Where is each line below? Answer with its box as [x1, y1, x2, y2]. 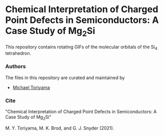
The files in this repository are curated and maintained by [5, 75, 125, 81]
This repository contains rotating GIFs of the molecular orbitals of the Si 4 [5, 44, 157, 51]
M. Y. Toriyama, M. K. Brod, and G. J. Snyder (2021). [5, 125, 114, 131]
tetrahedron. [5, 50, 31, 56]
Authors [5, 63, 26, 70]
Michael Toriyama [12, 84, 50, 90]
